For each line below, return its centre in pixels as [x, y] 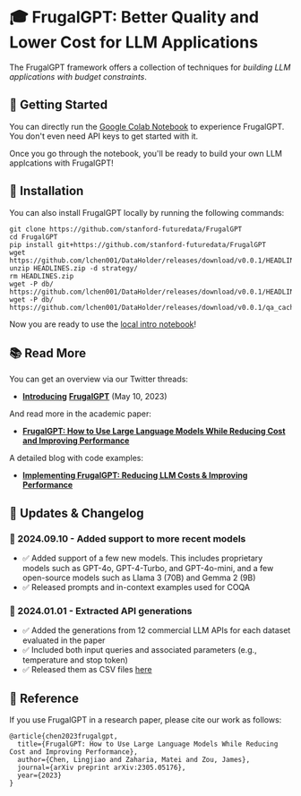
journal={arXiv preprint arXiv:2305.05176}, [102, 768]
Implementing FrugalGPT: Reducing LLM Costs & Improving [135, 475]
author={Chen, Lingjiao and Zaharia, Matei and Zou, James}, [134, 760]
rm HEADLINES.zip [42, 276]
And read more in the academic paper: [81, 414]
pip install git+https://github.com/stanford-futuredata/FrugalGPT [138, 244]
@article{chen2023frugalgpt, [64, 736]
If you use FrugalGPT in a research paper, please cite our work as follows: [146, 720]
